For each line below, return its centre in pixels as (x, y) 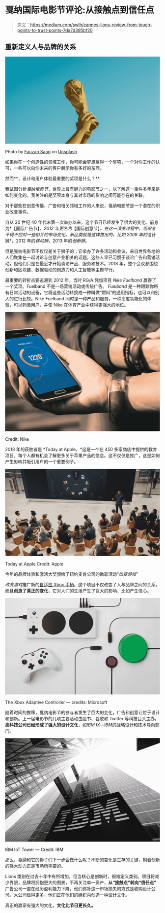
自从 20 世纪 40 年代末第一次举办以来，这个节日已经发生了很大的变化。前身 (82, 222)
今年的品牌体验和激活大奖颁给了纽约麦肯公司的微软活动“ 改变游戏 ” (72, 574)
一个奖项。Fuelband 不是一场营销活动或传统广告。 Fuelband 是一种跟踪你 (80, 286)
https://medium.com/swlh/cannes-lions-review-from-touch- (91, 25)
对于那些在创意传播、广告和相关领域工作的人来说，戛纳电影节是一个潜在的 (80, 206)
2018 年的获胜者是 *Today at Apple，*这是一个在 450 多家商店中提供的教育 (81, 449)
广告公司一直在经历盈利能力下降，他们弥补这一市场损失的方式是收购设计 (78, 888)
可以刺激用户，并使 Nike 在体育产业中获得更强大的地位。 (71, 305)
